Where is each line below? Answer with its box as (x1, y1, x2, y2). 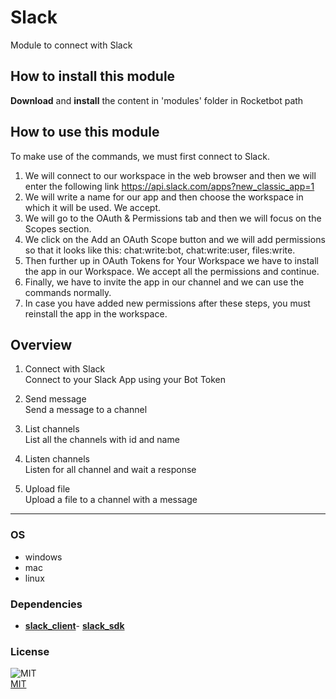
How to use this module (10, 124, 160, 141)
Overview (10, 336, 73, 353)
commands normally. (24, 286, 112, 298)
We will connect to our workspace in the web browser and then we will (24, 169, 317, 181)
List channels (24, 423, 80, 435)
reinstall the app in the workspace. (24, 307, 168, 320)
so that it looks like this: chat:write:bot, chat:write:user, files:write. (24, 244, 296, 256)
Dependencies (10, 597, 83, 611)
